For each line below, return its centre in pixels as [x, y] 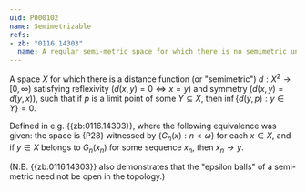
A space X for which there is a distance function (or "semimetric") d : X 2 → [150, 78]
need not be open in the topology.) [100, 176]
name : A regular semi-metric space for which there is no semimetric [152, 52]
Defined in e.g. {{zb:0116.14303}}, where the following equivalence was [143, 126]
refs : [20, 35]
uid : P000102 [34, 18]
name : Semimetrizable [51, 26]
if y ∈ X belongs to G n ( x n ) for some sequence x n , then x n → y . [127, 148]
